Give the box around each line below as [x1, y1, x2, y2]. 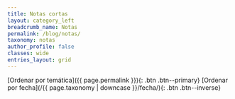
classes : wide [7, 50, 50, 57]
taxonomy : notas [7, 37, 55, 44]
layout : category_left [7, 17, 75, 24]
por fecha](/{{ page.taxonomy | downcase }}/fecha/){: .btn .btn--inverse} [7, 83, 222, 92]
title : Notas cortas [7, 10, 69, 18]
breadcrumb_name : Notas [7, 23, 78, 30]
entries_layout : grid [7, 57, 72, 64]
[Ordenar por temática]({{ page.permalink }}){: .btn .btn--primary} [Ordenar [7, 76, 229, 84]
